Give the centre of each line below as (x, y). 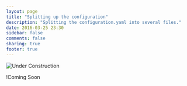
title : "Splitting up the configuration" (57, 17)
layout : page (22, 11)
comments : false (26, 38)
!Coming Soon (23, 77)
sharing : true (23, 44)
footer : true (22, 49)
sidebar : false (25, 33)
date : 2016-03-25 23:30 (35, 28)
